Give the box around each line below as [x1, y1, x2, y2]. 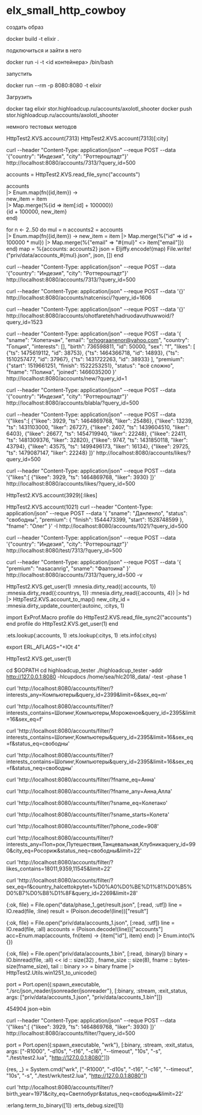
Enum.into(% [163, 932, 195, 939]
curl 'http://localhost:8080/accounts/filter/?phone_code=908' [6, 822, 159, 829]
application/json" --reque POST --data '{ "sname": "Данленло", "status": [6, 509, 188, 517]
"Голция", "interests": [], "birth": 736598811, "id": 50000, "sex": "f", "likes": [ [6, 343, 195, 350]
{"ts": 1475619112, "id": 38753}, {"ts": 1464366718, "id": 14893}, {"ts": [6, 349, 179, 356]
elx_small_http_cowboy [6, 4, 126, 17]
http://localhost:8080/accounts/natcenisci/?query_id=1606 [6, 294, 152, 301]
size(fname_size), [6, 962, 50, 970]
